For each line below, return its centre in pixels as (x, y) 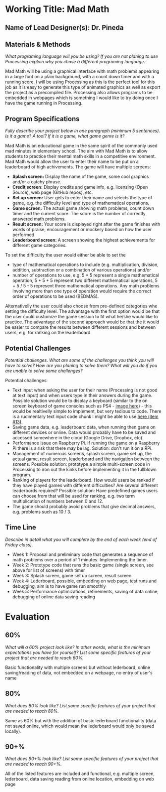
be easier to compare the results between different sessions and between (81, 327)
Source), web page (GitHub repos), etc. (53, 192)
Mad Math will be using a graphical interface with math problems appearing (82, 71)
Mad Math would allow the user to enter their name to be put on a (72, 162)
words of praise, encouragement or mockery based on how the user (82, 230)
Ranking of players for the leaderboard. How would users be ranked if (83, 480)
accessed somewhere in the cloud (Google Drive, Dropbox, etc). (78, 438)
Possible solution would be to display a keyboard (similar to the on (80, 401)
